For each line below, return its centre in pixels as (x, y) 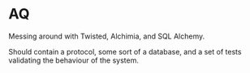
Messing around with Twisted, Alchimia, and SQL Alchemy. (107, 36)
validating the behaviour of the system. (74, 60)
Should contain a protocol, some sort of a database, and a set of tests (125, 51)
